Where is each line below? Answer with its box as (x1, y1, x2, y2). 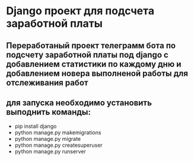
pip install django (14, 123, 57, 130)
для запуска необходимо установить (6, 97, 152, 108)
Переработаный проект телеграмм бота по (6, 40, 176, 50)
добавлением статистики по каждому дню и (6, 59, 182, 69)
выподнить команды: (6, 107, 91, 117)
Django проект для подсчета (6, 4, 155, 18)
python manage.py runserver (14, 148, 86, 155)
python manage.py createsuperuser (14, 141, 103, 149)
